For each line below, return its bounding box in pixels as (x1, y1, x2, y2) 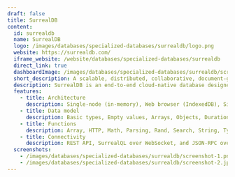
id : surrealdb (13, 29, 55, 37)
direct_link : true (13, 62, 68, 69)
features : (13, 88, 42, 95)
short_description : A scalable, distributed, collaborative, (13, 75, 196, 82)
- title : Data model (20, 107, 80, 114)
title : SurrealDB (7, 17, 58, 24)
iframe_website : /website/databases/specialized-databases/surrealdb (13, 56, 220, 63)
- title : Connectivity (20, 133, 86, 140)
